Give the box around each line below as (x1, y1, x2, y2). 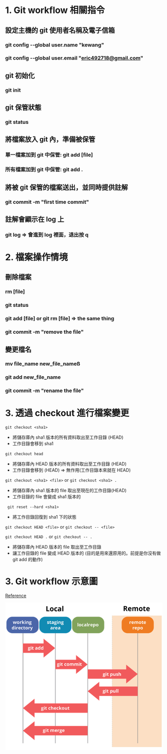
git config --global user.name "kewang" (5, 41, 105, 48)
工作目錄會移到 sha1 (12, 441, 54, 447)
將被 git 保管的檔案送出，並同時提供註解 (5, 183, 128, 191)
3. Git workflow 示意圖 (5, 576, 98, 587)
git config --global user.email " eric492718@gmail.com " (5, 54, 144, 61)
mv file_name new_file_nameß (5, 360, 81, 367)
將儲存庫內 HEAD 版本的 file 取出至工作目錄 (12, 544, 102, 550)
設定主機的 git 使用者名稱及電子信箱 (5, 26, 115, 34)
